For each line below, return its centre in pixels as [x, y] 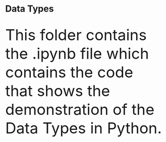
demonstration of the [80, 109]
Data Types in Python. [84, 128]
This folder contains [76, 35]
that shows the [58, 90]
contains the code [69, 72]
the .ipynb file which [77, 53]
